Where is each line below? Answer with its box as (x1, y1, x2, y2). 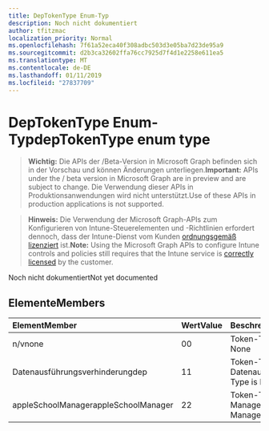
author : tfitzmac (8, 26, 66, 34)
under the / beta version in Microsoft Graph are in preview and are (27, 174, 247, 183)
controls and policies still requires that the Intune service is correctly (27, 249, 255, 259)
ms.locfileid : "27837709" (8, 79, 94, 87)
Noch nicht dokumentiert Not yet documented (8, 273, 159, 283)
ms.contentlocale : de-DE (8, 64, 91, 72)
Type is (230, 377, 258, 388)
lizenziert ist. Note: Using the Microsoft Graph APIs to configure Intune (27, 240, 260, 250)
